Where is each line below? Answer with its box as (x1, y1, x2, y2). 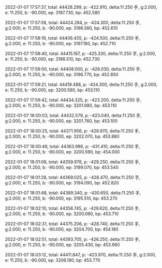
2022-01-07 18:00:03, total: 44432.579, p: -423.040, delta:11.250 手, (5, 113, 142, 118)
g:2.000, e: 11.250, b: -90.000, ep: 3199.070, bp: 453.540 (5, 165, 118, 170)
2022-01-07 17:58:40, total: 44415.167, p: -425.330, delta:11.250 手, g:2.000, (5, 50, 156, 56)
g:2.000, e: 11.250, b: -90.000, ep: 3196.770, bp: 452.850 (5, 72, 118, 77)
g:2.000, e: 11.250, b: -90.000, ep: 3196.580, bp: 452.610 (5, 25, 118, 31)
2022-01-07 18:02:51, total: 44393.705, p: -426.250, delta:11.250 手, (5, 236, 140, 242)
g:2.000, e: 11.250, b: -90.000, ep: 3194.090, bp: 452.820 (5, 180, 119, 185)
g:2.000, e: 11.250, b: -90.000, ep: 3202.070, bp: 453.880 (5, 134, 120, 139)
